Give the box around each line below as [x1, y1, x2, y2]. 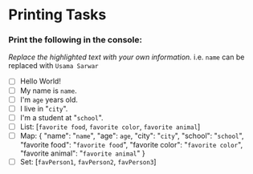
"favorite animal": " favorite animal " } [19, 148, 146, 158]
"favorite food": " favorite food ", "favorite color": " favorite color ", [19, 140, 243, 149]
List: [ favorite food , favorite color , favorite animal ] [19, 122, 201, 132]
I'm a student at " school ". [19, 112, 104, 122]
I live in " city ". [19, 103, 68, 113]
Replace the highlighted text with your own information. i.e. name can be [8, 52, 245, 62]
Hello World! [19, 76, 62, 86]
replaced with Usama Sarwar [8, 61, 99, 71]
